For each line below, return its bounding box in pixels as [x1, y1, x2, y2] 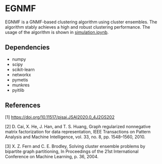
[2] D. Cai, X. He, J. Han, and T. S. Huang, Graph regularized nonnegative [5, 123, 151, 129]
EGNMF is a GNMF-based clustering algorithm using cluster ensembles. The [5, 19, 158, 25]
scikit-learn [12, 66, 35, 72]
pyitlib [12, 87, 25, 93]
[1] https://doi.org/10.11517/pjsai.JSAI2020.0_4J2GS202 [5, 114, 115, 120]
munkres [12, 82, 30, 88]
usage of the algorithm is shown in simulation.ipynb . [5, 29, 109, 35]
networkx [12, 71, 31, 78]
